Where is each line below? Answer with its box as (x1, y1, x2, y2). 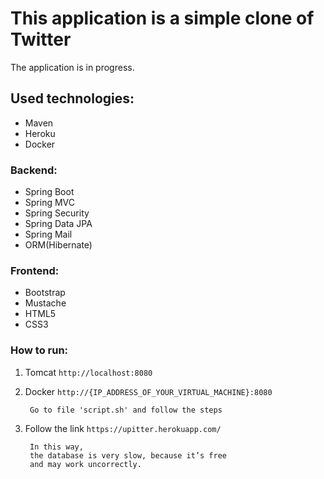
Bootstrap (24, 287, 66, 299)
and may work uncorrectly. (29, 459, 142, 469)
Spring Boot (24, 186, 75, 198)
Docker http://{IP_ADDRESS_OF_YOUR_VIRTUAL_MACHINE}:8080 (24, 385, 273, 397)
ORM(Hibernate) (24, 239, 93, 251)
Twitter (10, 28, 72, 51)
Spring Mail (24, 228, 73, 241)
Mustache (24, 297, 67, 309)
